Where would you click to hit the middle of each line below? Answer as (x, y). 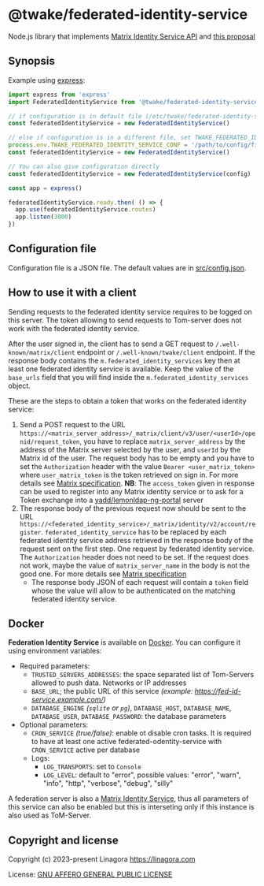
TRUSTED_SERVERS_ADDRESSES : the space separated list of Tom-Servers (143, 675)
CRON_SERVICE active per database (85, 750)
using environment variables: (55, 651)
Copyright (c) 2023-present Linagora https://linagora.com (102, 859)
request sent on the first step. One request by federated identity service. (137, 549)
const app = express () (45, 188)
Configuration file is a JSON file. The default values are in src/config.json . (127, 268)
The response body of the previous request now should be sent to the (133, 508)
